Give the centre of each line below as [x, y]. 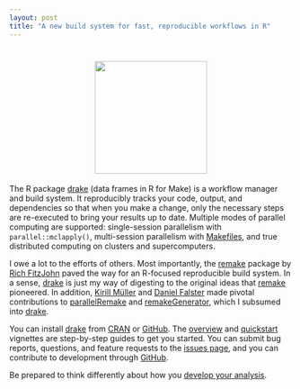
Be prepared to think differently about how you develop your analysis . [138, 375]
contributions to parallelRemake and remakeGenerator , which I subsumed [145, 302]
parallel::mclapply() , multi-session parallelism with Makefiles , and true [144, 237]
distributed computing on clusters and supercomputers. [112, 246]
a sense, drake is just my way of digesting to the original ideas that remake [147, 283]
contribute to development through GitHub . [89, 357]
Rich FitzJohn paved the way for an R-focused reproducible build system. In [150, 273]
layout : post [34, 18]
